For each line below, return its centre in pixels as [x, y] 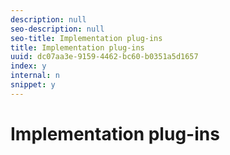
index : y [28, 66]
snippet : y [33, 85]
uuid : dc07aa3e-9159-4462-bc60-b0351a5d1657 [104, 57]
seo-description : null [57, 29]
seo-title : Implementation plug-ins [86, 38]
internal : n [35, 76]
